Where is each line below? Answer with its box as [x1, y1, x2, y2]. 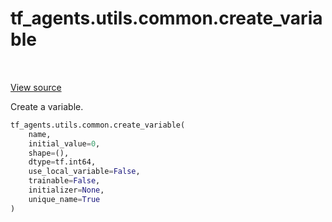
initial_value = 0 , [28, 138, 101, 149]
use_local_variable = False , [28, 167, 141, 177]
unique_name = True [28, 194, 101, 204]
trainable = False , [28, 176, 101, 186]
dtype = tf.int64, [28, 157, 97, 167]
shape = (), [28, 148, 70, 158]
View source [10, 81, 62, 93]
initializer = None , [28, 185, 105, 196]
